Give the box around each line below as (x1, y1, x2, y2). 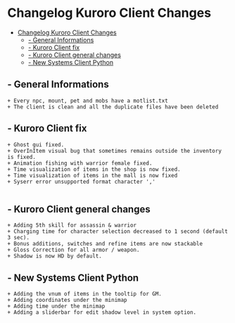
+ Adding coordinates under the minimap (7, 297, 128, 304)
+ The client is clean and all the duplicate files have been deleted (7, 103, 219, 110)
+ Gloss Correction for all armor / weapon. (7, 246, 140, 254)
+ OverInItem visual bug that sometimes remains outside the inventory (7, 147, 222, 154)
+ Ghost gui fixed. (7, 141, 65, 148)
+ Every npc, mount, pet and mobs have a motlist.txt (7, 97, 169, 104)
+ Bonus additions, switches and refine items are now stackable (7, 241, 203, 248)
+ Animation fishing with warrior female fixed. (7, 160, 153, 167)
